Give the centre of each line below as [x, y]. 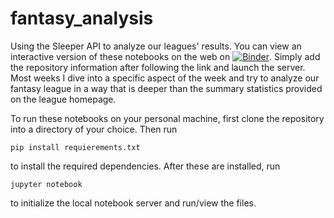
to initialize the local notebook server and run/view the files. [133, 203]
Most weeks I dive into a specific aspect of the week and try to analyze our [165, 78]
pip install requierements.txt [75, 147]
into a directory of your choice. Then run [94, 129]
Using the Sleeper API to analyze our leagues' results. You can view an [156, 46]
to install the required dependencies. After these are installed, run [145, 166]
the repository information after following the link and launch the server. [158, 67]
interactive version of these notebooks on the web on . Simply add [165, 56]
